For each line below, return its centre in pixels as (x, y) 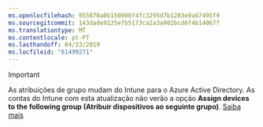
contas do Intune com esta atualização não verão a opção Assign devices (129, 98)
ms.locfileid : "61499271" (50, 52)
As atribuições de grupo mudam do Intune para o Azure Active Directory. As (131, 90)
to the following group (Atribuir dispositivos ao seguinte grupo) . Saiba (125, 106)
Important (24, 75)
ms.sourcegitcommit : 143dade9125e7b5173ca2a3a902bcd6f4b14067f (114, 23)
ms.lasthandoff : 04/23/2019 (54, 45)
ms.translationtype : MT (47, 30)
